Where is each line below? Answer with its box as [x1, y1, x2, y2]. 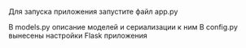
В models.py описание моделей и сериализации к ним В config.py [8, 22, 239, 31]
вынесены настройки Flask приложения [8, 31, 148, 40]
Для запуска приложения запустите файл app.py [8, 7, 178, 16]
